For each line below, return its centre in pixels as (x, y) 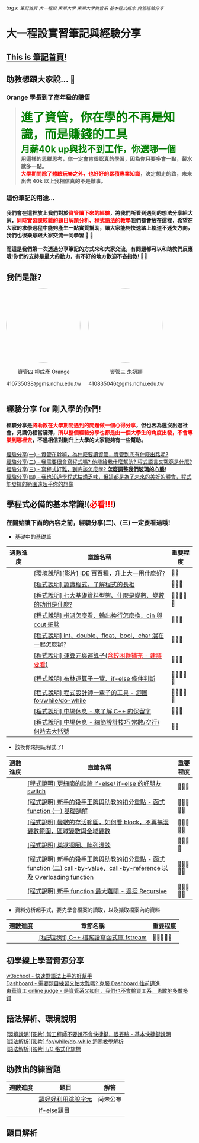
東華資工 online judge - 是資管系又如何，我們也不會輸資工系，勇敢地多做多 (97, 991)
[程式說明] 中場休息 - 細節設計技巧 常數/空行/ (97, 722)
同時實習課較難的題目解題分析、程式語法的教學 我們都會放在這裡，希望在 (105, 220)
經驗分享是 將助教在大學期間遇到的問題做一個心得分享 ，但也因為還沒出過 (94, 425)
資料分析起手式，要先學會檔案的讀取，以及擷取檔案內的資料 (87, 910)
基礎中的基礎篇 (33, 537)
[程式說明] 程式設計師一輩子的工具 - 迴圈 (91, 693)
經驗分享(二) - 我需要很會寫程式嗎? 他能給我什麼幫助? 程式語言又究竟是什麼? (99, 462)
